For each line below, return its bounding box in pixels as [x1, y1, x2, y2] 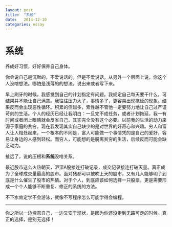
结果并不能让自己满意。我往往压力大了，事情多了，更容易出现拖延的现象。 [5, 98, 162, 104]
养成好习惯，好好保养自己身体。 [5, 63, 73, 70]
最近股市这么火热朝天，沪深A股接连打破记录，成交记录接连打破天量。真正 [5, 164, 161, 170]
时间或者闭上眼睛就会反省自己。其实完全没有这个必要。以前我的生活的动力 [5, 117, 162, 123]
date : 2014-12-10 [5, 17, 47, 22]
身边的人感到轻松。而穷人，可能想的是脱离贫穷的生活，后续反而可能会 [14, 136, 162, 142]
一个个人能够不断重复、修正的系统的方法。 [9, 184, 100, 190]
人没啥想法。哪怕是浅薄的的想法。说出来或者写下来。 [5, 80, 118, 87]
